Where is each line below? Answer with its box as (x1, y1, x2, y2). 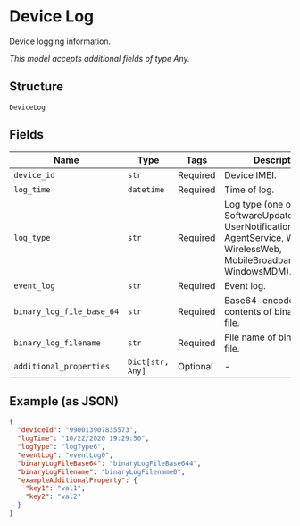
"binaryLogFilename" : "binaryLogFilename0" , (17, 467, 186, 476)
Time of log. (224, 183, 275, 196)
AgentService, (224, 231, 284, 243)
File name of (224, 331, 277, 344)
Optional (177, 360, 213, 372)
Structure (9, 79, 64, 95)
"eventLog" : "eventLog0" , (17, 450, 114, 460)
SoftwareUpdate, (224, 208, 296, 221)
